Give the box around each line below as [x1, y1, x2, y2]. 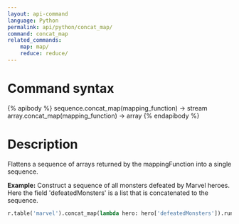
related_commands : [7, 37, 62, 44]
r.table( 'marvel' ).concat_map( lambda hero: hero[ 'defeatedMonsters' [7, 210, 215, 217]
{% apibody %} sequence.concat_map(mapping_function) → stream [7, 103, 208, 112]
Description [7, 136, 78, 152]
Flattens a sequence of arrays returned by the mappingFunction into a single [7, 159, 232, 168]
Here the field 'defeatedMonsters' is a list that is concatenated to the [7, 189, 208, 197]
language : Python [7, 17, 59, 24]
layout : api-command [7, 10, 69, 18]
